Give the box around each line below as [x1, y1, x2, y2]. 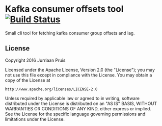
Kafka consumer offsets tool [5, 3, 124, 15]
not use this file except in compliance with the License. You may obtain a [5, 72, 152, 78]
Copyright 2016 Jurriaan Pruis [5, 57, 66, 63]
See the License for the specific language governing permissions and [5, 111, 146, 117]
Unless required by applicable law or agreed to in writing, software [5, 95, 140, 101]
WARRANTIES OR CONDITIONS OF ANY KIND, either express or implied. [5, 105, 151, 111]
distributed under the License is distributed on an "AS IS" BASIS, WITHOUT [5, 101, 157, 106]
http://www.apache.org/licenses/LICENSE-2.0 [5, 87, 98, 92]
